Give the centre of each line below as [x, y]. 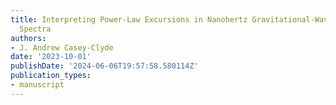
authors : [28, 38]
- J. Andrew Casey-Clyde [62, 47]
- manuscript [37, 85]
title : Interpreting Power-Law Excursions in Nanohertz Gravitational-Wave [171, 19]
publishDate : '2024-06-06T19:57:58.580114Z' [104, 66]
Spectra [35, 29]
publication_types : [51, 76]
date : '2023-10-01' [51, 57]
